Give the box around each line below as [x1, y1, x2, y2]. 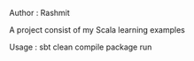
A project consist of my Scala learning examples [9, 25, 186, 34]
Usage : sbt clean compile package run [9, 42, 152, 52]
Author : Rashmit [9, 8, 71, 18]
